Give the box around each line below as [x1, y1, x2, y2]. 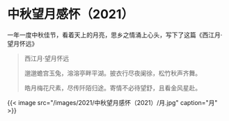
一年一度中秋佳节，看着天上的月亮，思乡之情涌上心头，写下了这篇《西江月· [7, 31, 223, 39]
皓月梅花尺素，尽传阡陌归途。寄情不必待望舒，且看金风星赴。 [24, 83, 202, 92]
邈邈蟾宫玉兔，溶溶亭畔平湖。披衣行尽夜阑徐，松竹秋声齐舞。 [24, 69, 202, 77]
